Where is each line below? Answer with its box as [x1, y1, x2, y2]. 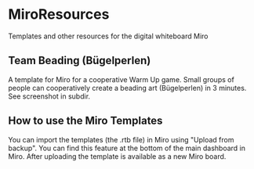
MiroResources [8, 5, 110, 23]
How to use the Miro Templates [8, 114, 163, 128]
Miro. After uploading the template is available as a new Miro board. [8, 151, 227, 161]
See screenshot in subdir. [8, 92, 91, 101]
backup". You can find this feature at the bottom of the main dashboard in [8, 143, 245, 153]
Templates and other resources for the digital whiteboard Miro [8, 31, 209, 41]
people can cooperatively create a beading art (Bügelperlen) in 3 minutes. [8, 83, 247, 92]
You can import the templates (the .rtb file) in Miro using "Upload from [8, 135, 234, 144]
